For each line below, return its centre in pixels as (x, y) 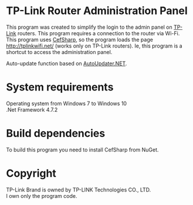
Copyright (31, 173)
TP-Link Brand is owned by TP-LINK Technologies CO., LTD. (79, 190)
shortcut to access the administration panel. (59, 52)
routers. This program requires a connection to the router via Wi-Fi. (99, 33)
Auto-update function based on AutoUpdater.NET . (67, 63)
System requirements (60, 87)
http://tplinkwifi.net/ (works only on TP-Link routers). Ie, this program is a (94, 46)
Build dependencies (56, 134)
